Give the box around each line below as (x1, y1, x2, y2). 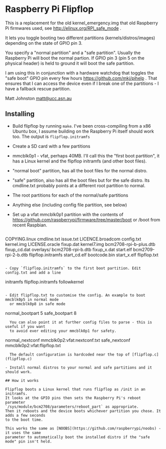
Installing (5, 110, 35, 118)
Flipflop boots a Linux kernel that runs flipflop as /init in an (5, 386, 146, 392)
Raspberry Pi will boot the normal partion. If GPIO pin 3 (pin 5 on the (5, 55, 145, 61)
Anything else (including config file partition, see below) (12, 202, 127, 208)
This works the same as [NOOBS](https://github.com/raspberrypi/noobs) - (5, 426, 162, 431)
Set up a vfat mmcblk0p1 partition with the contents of (12, 211, 124, 217)
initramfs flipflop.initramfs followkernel (5, 279, 84, 285)
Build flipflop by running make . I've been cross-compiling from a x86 (12, 123, 151, 129)
